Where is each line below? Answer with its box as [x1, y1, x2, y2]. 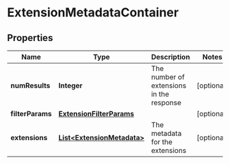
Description [151, 53, 190, 61]
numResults [10, 81, 51, 90]
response [151, 98, 181, 107]
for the [151, 137, 173, 146]
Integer [58, 81, 83, 90]
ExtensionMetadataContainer [7, 5, 179, 20]
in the [151, 90, 170, 98]
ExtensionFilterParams [58, 109, 135, 118]
